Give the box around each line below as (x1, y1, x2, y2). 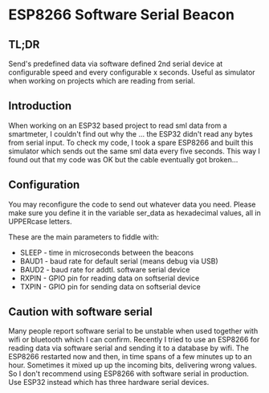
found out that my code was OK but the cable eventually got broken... (8, 154, 238, 164)
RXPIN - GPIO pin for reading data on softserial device (19, 273, 200, 283)
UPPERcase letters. (8, 216, 72, 226)
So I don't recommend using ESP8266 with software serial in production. (8, 369, 249, 379)
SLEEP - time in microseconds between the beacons (19, 248, 194, 257)
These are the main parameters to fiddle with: (8, 231, 159, 242)
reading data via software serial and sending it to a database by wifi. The (8, 343, 249, 353)
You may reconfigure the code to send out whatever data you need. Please (8, 199, 256, 209)
